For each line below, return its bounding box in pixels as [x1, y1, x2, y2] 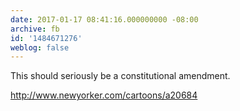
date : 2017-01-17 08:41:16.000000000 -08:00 [10, 14, 199, 25]
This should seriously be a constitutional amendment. [10, 70, 231, 82]
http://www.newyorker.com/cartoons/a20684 [10, 89, 198, 101]
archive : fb [10, 24, 60, 34]
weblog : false [10, 42, 70, 53]
